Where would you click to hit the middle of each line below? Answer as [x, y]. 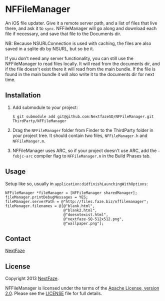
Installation [23, 95]
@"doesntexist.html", [86, 214]
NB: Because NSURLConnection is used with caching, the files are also [78, 43]
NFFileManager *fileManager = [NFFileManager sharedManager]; [71, 193]
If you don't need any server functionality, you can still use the [69, 58]
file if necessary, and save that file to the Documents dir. [63, 33]
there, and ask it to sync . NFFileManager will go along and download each [81, 28]
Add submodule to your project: [45, 107]
